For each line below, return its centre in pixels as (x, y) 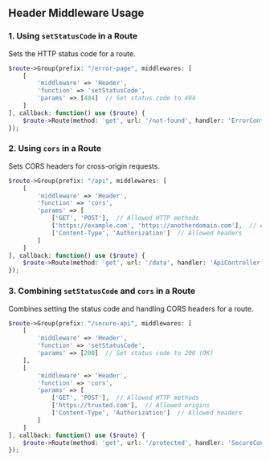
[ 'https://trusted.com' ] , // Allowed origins (131, 406)
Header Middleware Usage (76, 13)
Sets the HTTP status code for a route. (72, 53)
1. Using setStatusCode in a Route (73, 36)
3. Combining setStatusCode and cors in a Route (102, 291)
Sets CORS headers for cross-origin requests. (84, 166)
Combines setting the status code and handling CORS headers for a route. (131, 308)
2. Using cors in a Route (55, 149)
